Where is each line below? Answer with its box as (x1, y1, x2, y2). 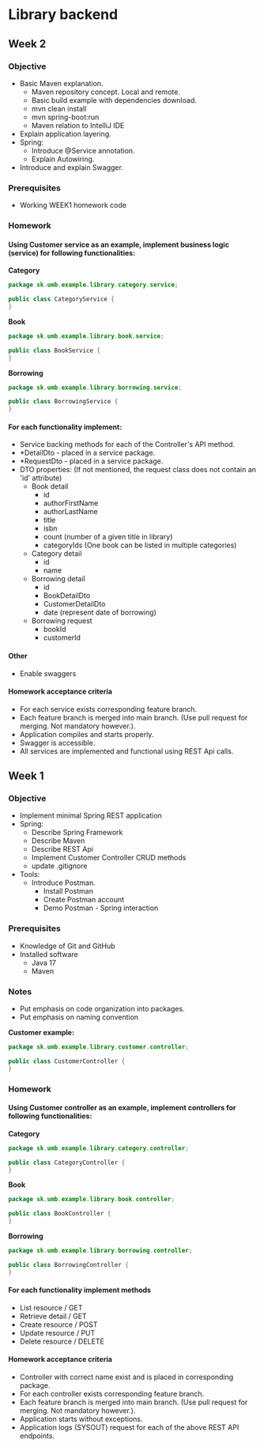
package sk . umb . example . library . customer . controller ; (8, 1043, 190, 1051)
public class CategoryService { (8, 295, 115, 304)
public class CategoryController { (8, 1159, 126, 1166)
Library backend (8, 6, 119, 24)
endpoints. (19, 1431, 55, 1441)
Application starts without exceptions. (19, 1414, 143, 1424)
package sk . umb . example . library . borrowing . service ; (8, 384, 182, 391)
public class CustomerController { (8, 1057, 126, 1065)
